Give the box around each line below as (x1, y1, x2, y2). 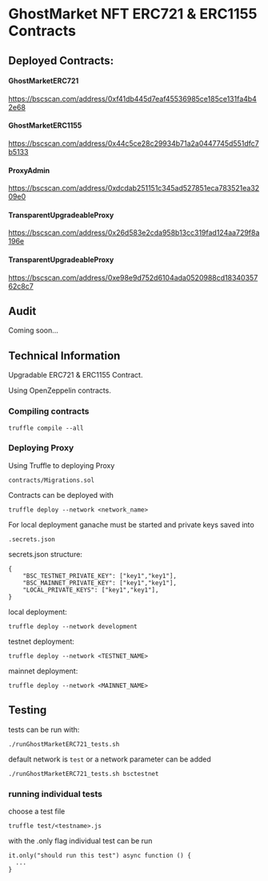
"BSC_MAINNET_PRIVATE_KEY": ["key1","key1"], (22, 579, 178, 587)
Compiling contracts (8, 406, 90, 417)
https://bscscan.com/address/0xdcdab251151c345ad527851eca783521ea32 (8, 184, 260, 193)
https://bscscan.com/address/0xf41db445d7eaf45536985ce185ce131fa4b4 (8, 94, 258, 103)
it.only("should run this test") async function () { (8, 851, 192, 859)
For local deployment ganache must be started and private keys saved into (8, 519, 254, 529)
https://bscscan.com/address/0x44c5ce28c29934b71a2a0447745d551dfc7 (8, 138, 259, 148)
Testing (8, 703, 47, 717)
